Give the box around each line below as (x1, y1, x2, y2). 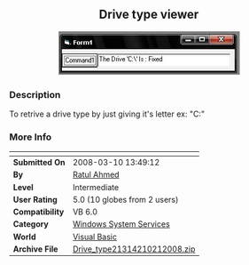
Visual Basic (72, 231, 118, 242)
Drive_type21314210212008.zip (72, 244, 196, 254)
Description (9, 88, 61, 100)
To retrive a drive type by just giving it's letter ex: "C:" (9, 108, 206, 119)
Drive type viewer (98, 7, 199, 22)
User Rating (12, 194, 58, 205)
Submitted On (12, 157, 66, 168)
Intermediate (72, 181, 120, 192)
